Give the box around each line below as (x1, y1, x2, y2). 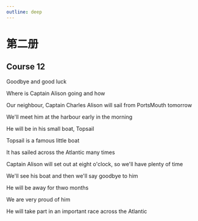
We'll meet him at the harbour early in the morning (6, 113, 133, 121)
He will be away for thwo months (6, 184, 89, 191)
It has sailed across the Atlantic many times (6, 149, 115, 156)
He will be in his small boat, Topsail (6, 125, 94, 132)
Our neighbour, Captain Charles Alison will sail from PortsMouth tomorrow (6, 101, 193, 108)
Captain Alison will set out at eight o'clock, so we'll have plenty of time (6, 160, 183, 167)
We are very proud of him (6, 195, 71, 203)
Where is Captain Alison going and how (6, 89, 105, 97)
